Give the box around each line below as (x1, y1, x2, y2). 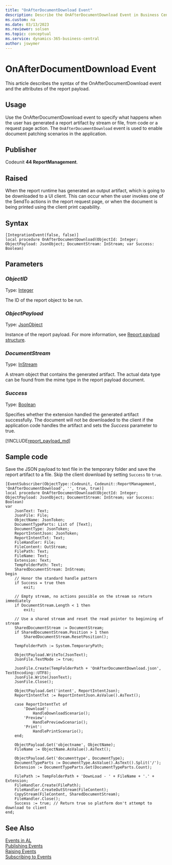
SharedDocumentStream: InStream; (14, 567, 86, 572)
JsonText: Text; (14, 508, 50, 514)
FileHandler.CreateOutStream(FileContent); (14, 787, 109, 793)
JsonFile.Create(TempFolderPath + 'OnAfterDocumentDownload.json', (14, 666, 161, 671)
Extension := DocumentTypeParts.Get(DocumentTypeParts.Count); (14, 765, 153, 770)
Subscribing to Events (5, 854, 52, 860)
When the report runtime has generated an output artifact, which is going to (5, 188, 165, 194)
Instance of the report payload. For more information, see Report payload (5, 331, 160, 337)
